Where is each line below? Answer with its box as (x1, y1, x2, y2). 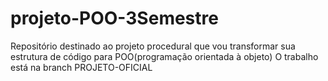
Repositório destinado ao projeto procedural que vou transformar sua (10, 40, 296, 52)
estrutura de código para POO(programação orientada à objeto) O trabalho (10, 50, 319, 62)
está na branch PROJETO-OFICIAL (10, 61, 153, 73)
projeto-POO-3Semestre (10, 7, 219, 30)
